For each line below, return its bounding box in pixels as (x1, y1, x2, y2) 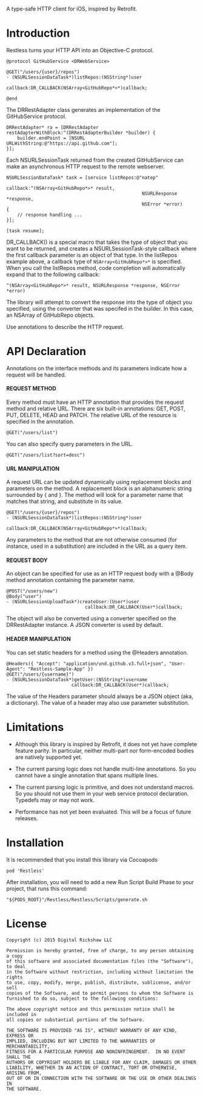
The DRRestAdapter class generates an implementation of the (6, 106, 161, 113)
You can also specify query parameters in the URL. (6, 440, 133, 448)
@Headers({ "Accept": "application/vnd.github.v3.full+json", (6, 660, 167, 666)
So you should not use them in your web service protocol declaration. (15, 790, 189, 797)
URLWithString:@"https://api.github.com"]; (6, 140, 118, 147)
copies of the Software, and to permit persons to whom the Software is (6, 990, 194, 996)
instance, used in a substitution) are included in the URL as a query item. (6, 542, 187, 550)
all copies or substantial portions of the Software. (6, 1017, 145, 1023)
